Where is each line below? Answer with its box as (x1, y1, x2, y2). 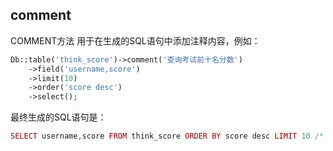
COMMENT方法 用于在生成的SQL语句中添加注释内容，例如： (10, 34, 261, 47)
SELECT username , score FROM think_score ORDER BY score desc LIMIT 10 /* (10, 131, 325, 142)
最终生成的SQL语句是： (10, 111, 107, 123)
